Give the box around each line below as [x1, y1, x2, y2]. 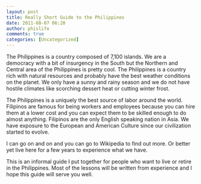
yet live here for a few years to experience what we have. [6, 146, 148, 153]
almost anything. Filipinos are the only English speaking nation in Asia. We [6, 116, 189, 123]
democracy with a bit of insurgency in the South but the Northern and [6, 59, 178, 67]
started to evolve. [6, 128, 50, 135]
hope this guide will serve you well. [6, 171, 93, 177]
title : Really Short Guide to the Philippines [6, 14, 125, 20]
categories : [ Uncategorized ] [6, 37, 79, 43]
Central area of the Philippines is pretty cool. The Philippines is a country [6, 66, 187, 73]
